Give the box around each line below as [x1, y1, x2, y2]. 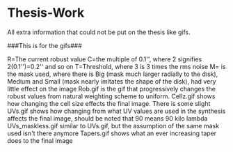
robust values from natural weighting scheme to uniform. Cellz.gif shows [7, 92, 216, 100]
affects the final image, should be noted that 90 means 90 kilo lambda [7, 114, 208, 123]
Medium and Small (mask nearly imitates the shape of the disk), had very [7, 77, 217, 85]
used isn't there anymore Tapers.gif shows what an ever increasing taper [7, 129, 217, 137]
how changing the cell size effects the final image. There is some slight [7, 99, 211, 107]
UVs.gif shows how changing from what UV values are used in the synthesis [7, 107, 226, 115]
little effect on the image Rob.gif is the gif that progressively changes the [7, 84, 216, 93]
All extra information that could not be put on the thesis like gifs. [7, 28, 191, 36]
